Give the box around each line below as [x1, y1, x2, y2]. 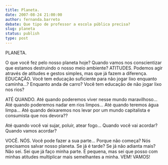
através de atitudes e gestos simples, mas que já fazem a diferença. [5, 70, 148, 76]
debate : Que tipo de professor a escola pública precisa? [5, 21, 130, 27]
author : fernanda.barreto [5, 17, 60, 22]
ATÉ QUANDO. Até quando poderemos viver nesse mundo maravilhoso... [5, 96, 158, 102]
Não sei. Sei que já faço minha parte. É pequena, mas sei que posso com [5, 148, 158, 154]
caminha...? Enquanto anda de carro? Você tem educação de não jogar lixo [5, 81, 162, 87]
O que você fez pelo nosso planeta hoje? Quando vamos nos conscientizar [5, 59, 162, 65]
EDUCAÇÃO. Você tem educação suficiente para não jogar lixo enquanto [5, 76, 157, 82]
